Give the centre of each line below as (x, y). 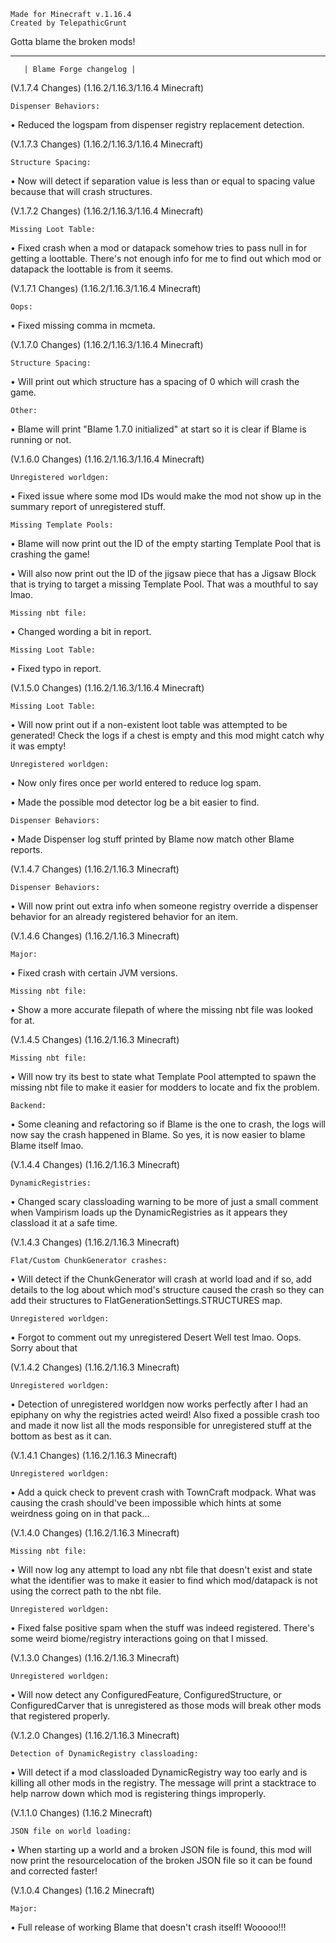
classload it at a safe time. (64, 1223)
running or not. (41, 439)
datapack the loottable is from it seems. (92, 269)
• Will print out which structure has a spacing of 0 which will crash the (155, 381)
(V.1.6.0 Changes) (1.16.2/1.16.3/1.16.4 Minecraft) (107, 459)
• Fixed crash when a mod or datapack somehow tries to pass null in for (159, 248)
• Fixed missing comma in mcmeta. (83, 325)
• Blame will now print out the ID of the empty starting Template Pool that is (166, 543)
